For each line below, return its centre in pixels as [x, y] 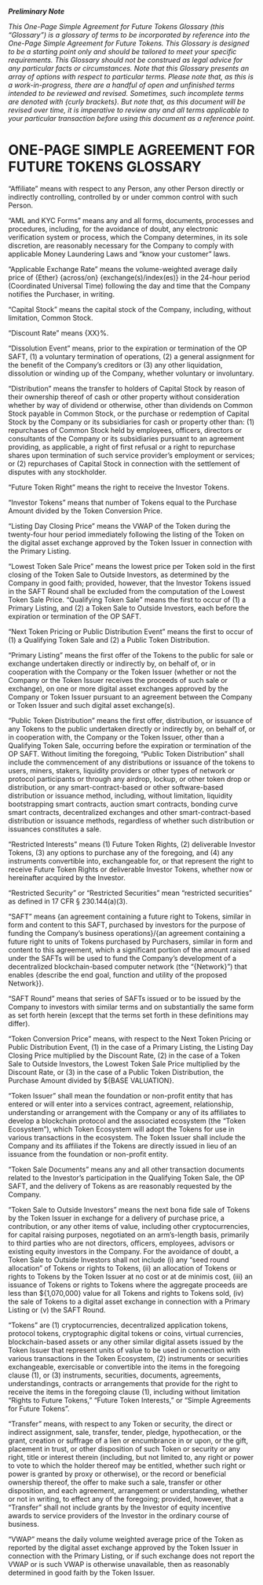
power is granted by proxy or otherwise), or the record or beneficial [117, 1473]
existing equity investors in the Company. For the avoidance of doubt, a [124, 1251]
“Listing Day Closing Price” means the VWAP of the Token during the [119, 526]
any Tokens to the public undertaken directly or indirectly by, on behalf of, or [132, 728]
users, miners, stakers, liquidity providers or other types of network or [122, 770]
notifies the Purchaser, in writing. [62, 294]
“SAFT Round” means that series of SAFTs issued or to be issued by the [124, 998]
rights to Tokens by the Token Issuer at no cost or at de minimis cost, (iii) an [131, 1276]
